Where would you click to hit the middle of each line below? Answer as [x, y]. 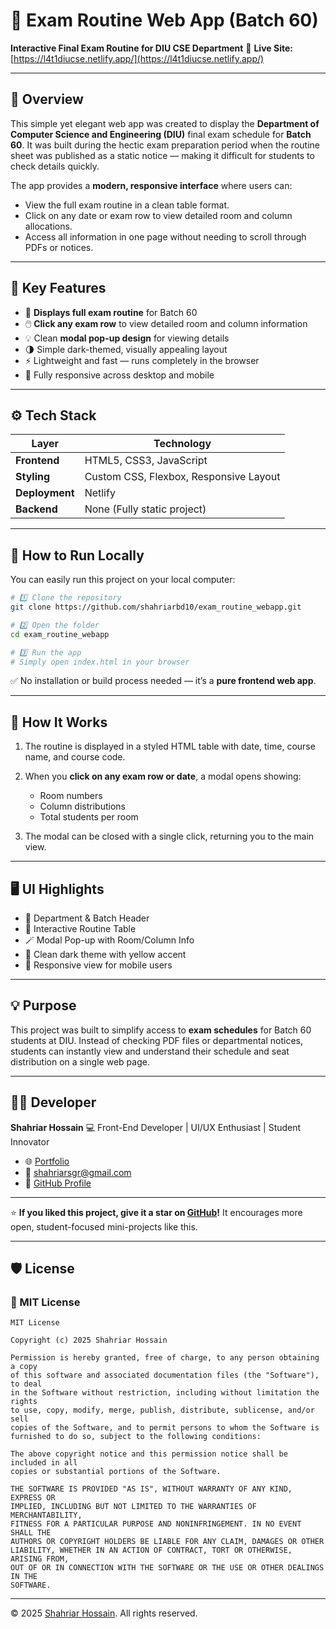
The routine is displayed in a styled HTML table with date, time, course [170, 746]
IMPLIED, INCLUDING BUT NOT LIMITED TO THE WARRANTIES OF [133, 1507]
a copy [24, 1367]
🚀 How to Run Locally [77, 555]
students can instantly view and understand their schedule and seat [150, 1051]
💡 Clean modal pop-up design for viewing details [127, 338]
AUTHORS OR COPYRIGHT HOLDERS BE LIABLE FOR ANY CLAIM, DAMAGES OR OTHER [167, 1542]
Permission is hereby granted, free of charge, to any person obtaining [165, 1358]
